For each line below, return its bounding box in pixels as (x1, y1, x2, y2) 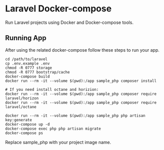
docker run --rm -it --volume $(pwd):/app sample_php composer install (5, 78, 157, 83)
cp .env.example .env (5, 61, 50, 66)
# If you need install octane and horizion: (5, 87, 99, 92)
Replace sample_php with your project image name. (5, 139, 111, 145)
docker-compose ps (5, 130, 43, 136)
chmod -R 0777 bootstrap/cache (5, 70, 70, 75)
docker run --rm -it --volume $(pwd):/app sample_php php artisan (5, 113, 146, 118)
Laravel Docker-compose (5, 3, 112, 14)
